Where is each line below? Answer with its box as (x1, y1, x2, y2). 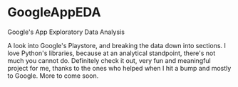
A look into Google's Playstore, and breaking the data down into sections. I (7, 41, 227, 50)
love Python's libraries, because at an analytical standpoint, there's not (7, 49, 216, 57)
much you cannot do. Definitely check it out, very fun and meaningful (7, 56, 212, 64)
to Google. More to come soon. (7, 71, 99, 80)
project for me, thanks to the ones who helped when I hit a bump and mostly (7, 64, 232, 72)
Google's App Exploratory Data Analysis (7, 28, 125, 36)
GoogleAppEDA (7, 4, 101, 21)
